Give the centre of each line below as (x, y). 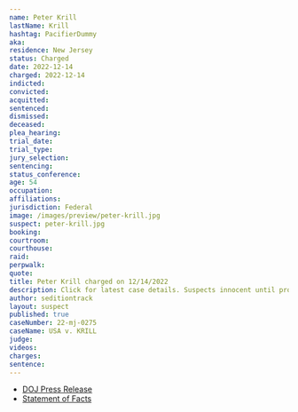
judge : (21, 339)
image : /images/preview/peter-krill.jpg (85, 215)
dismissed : (29, 116)
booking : (25, 232)
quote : (21, 273)
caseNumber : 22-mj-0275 (53, 323)
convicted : (29, 91)
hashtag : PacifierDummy (53, 34)
